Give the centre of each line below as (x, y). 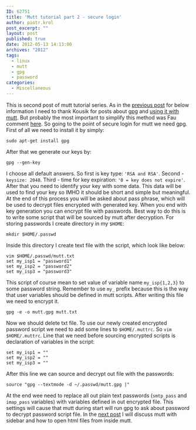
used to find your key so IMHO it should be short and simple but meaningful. (98, 192)
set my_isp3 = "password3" (39, 272)
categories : (21, 83)
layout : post (22, 34)
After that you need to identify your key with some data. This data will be (94, 186)
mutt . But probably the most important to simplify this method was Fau (91, 117)
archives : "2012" (27, 50)
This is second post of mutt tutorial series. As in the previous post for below (98, 105)
